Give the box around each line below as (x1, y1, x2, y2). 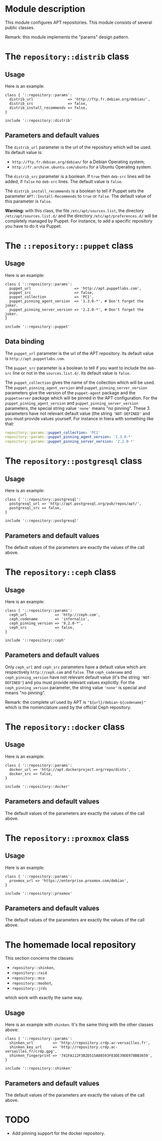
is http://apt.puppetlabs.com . (5, 356, 65, 361)
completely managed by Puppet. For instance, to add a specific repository (5, 218, 153, 224)
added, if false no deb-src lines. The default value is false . (5, 178, 123, 184)
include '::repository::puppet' (5, 324, 70, 329)
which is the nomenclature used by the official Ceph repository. (5, 704, 132, 710)
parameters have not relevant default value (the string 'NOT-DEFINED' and (5, 410, 150, 416)
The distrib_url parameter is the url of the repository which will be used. (5, 144, 152, 150)
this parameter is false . (5, 198, 52, 204)
